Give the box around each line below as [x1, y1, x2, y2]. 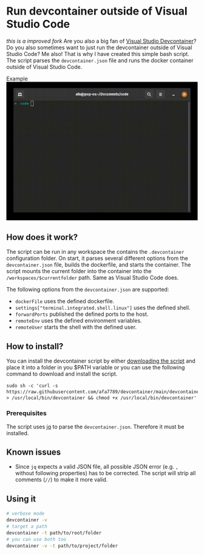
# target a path [6, 523, 47, 529]
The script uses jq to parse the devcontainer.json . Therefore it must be [6, 423, 185, 430]
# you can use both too [6, 536, 67, 542]
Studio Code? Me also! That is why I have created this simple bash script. [6, 50, 189, 57]
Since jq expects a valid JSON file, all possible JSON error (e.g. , [15, 463, 178, 470]
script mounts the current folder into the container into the [6, 268, 152, 275]
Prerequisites [6, 409, 47, 417]
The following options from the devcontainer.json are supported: [6, 286, 169, 293]
